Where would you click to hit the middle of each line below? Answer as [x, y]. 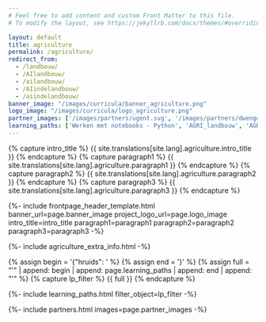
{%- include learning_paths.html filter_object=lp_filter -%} [103, 293]
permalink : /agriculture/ [51, 52]
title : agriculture [40, 44]
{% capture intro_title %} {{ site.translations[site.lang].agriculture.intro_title [130, 148]
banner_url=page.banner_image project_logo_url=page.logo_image [118, 214]
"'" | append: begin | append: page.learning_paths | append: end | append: [130, 270]
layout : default [35, 37]
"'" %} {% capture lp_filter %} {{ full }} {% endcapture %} [102, 278]
